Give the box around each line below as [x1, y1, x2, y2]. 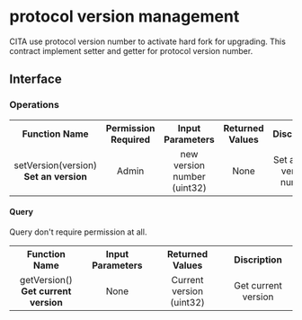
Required [111, 133, 151, 146]
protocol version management [9, 6, 240, 27]
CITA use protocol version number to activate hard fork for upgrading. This [9, 36, 286, 47]
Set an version [23, 170, 87, 182]
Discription [233, 253, 283, 266]
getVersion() [19, 273, 74, 286]
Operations [9, 99, 60, 111]
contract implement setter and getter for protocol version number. [9, 45, 253, 56]
